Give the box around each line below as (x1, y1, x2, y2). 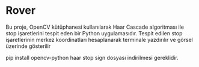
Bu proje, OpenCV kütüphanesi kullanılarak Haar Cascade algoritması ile (5, 23, 185, 31)
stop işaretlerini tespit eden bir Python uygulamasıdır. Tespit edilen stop (5, 29, 183, 36)
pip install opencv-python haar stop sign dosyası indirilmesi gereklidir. (5, 54, 179, 61)
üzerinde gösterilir (5, 42, 51, 50)
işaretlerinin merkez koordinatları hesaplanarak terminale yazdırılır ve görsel (5, 36, 194, 43)
